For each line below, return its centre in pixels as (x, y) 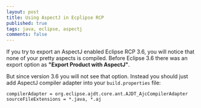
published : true (27, 23)
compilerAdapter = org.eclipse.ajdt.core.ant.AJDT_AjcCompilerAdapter (97, 94)
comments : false (27, 35)
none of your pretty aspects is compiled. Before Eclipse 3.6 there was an (97, 58)
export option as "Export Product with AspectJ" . (68, 65)
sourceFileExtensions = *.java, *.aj (54, 100)
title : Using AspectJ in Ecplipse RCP (55, 18)
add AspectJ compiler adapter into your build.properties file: (84, 83)
